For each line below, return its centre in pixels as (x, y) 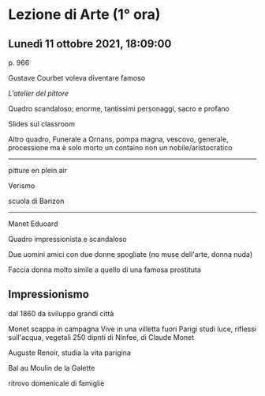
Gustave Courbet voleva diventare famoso (77, 78)
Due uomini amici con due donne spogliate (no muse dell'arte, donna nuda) (131, 254)
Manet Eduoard (33, 224)
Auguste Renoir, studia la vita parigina (70, 353)
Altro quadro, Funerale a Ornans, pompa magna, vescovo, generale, (118, 139)
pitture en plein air (38, 170)
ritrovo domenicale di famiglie (56, 383)
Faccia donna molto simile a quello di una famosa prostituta (105, 270)
